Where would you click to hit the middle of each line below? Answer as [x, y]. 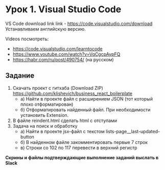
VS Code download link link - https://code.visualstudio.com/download [79, 23]
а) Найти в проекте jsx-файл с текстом [62, 131]
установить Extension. [44, 115]
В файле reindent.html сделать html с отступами [65, 120]
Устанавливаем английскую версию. [45, 29]
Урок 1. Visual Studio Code [63, 9]
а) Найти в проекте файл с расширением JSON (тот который [87, 99]
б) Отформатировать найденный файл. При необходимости [85, 110]
